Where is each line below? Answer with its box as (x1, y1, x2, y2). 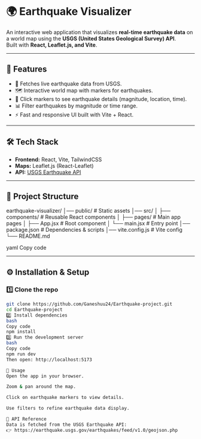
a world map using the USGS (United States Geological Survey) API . (6, 35, 176, 42)
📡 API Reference (6, 416, 47, 422)
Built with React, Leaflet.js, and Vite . (6, 41, 98, 48)
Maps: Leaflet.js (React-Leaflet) (14, 162, 94, 169)
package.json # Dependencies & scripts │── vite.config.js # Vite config (6, 226, 182, 234)
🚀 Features (6, 64, 47, 75)
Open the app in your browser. (6, 373, 84, 379)
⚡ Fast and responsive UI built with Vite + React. (14, 111, 133, 118)
